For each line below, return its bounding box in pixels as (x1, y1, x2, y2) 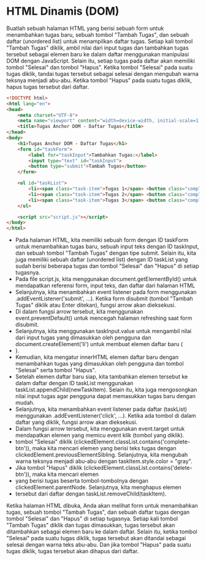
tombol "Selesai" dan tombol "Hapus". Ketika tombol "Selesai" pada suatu (6, 63, 193, 71)
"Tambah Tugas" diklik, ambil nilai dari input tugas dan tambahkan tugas (6, 44, 189, 51)
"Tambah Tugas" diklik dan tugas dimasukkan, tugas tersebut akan (6, 522, 175, 529)
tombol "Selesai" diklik (15, 438, 72, 445)
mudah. (15, 399, 35, 407)
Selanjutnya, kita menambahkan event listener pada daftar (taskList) (15, 405, 188, 413)
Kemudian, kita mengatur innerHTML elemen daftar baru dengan (15, 353, 179, 361)
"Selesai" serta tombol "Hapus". (15, 366, 96, 374)
